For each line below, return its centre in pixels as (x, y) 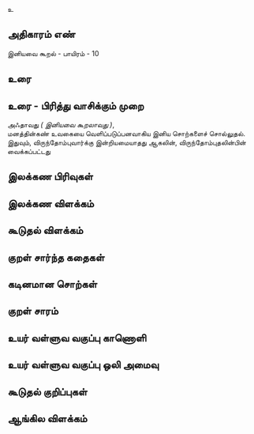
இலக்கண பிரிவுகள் (50, 177)
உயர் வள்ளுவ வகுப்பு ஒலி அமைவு (83, 365)
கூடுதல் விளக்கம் (45, 230)
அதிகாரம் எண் (41, 34)
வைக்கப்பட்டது (29, 152)
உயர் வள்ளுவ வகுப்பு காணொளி (77, 338)
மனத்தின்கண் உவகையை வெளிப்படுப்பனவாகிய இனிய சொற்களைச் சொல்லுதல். (127, 134)
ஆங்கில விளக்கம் (47, 419)
